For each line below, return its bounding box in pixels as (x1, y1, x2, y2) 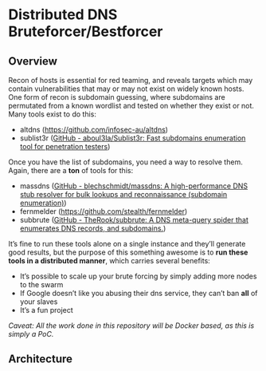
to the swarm (19, 280, 64, 289)
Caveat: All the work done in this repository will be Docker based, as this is (8, 321, 255, 330)
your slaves (19, 297, 58, 306)
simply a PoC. (8, 330, 54, 338)
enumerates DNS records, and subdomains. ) (19, 223, 166, 233)
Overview (8, 54, 58, 68)
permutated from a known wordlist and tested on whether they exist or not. (8, 101, 255, 110)
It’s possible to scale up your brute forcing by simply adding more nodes (19, 271, 257, 281)
